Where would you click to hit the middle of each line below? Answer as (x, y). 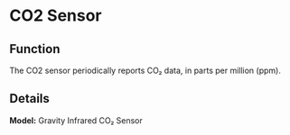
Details (29, 99)
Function (35, 49)
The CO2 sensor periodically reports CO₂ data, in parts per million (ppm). (145, 70)
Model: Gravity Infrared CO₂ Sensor (76, 120)
